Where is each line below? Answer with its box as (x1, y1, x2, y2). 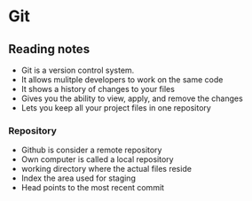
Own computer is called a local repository (20, 154, 174, 165)
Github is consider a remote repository (20, 144, 162, 156)
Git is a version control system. (20, 65, 135, 75)
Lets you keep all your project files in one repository (20, 103, 212, 112)
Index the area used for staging (20, 173, 137, 183)
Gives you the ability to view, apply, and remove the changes (20, 93, 243, 104)
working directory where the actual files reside (20, 164, 193, 174)
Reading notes (8, 42, 91, 57)
